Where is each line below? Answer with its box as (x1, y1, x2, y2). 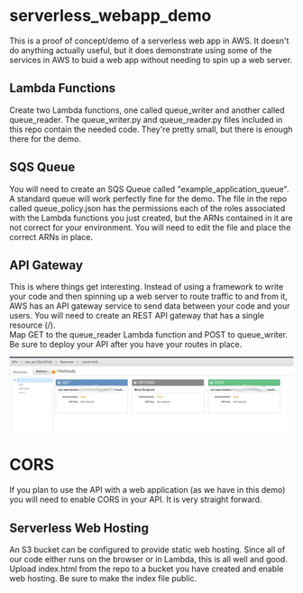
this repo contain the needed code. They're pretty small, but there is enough (9, 124, 293, 134)
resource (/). (9, 320, 56, 330)
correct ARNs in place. (9, 231, 93, 242)
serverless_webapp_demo (9, 5, 212, 26)
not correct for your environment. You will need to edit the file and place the (9, 222, 291, 233)
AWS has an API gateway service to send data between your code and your (9, 301, 290, 311)
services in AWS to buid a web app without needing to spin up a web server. (9, 54, 293, 65)
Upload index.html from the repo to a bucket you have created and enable (9, 563, 284, 574)
